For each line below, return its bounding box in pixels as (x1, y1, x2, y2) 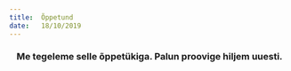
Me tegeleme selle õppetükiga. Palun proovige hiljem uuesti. (16, 51, 283, 63)
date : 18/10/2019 (9, 21, 82, 30)
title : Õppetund (9, 12, 74, 22)
